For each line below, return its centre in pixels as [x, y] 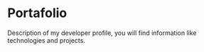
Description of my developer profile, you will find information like [102, 33]
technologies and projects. [46, 40]
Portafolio [37, 13]
